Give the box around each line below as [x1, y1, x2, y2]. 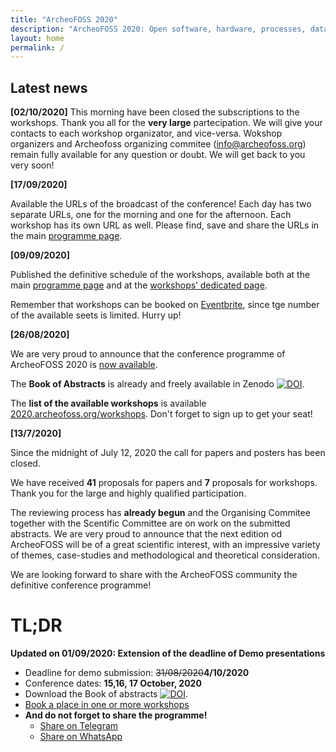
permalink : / [10, 42, 65, 53]
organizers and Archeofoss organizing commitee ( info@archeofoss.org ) [10, 138, 307, 150]
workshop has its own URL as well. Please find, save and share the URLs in [10, 219, 320, 231]
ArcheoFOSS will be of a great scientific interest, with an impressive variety [10, 539, 321, 551]
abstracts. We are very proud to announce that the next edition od [10, 528, 282, 540]
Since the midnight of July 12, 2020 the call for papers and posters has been [10, 447, 326, 459]
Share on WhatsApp [39, 731, 123, 742]
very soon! [10, 159, 55, 171]
